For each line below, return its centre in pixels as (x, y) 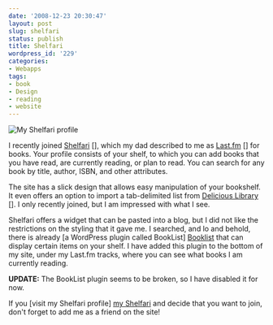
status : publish (36, 39)
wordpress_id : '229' (43, 54)
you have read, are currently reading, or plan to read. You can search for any (137, 162)
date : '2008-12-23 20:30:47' (58, 16)
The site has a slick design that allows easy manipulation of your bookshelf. (135, 187)
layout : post (30, 24)
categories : (28, 62)
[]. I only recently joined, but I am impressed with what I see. (109, 205)
